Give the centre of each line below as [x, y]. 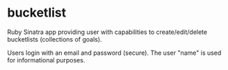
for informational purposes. [46, 60]
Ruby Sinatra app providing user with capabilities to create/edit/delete [107, 32]
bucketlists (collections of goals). [55, 39]
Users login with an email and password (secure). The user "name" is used [114, 53]
